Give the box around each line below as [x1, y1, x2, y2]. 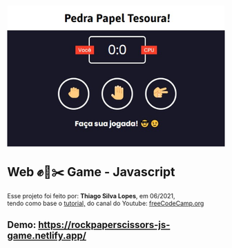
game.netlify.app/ [7, 230, 86, 242]
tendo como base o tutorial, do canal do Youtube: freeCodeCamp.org [7, 199, 204, 207]
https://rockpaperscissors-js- [37, 219, 171, 231]
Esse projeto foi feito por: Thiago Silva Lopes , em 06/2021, [7, 192, 175, 200]
